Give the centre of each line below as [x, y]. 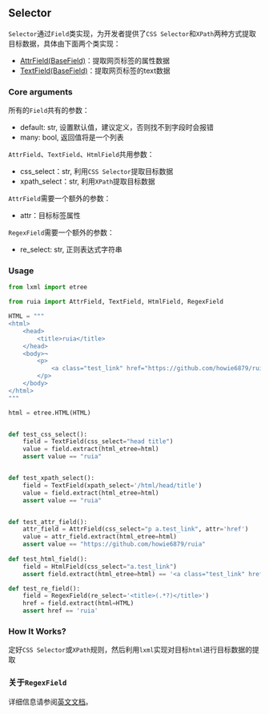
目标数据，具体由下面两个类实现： [64, 43]
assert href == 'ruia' [60, 611]
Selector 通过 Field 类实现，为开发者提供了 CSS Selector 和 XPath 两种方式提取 [132, 33]
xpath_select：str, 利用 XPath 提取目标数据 [88, 182]
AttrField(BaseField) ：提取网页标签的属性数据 [95, 60]
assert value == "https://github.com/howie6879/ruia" [114, 544]
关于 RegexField [38, 683]
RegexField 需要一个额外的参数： [61, 232]
